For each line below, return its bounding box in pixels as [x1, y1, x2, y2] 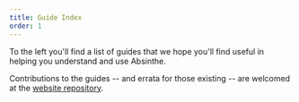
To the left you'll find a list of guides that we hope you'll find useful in [9, 46, 265, 56]
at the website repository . [9, 82, 104, 93]
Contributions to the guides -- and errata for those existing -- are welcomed [9, 72, 290, 83]
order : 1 [9, 21, 42, 30]
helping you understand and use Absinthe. [9, 55, 166, 66]
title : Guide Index [9, 13, 83, 22]
